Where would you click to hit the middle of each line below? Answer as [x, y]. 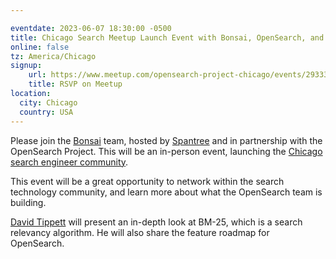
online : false [40, 47]
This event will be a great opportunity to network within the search [147, 181]
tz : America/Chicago [53, 56]
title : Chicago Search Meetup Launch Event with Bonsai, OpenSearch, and [167, 37]
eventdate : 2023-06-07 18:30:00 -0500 [91, 28]
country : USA [46, 112]
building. [28, 202]
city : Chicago [48, 102]
